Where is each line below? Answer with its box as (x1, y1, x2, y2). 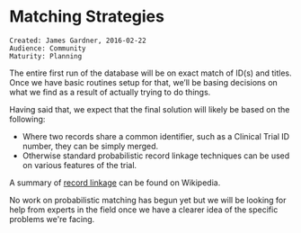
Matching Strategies (9, 6, 164, 27)
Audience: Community (9, 43, 87, 53)
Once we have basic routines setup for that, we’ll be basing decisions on (9, 76, 279, 87)
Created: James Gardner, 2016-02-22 (9, 36, 146, 45)
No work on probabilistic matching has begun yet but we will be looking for (9, 194, 287, 205)
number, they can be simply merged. (22, 140, 159, 151)
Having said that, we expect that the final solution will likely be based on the (9, 103, 290, 114)
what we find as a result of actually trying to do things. (9, 86, 211, 97)
